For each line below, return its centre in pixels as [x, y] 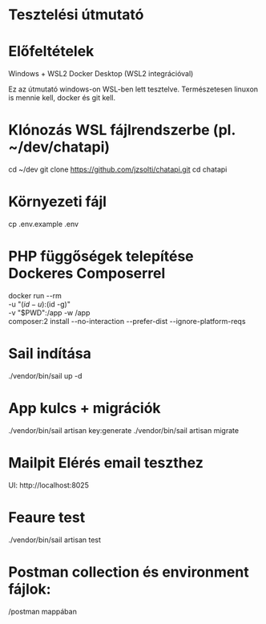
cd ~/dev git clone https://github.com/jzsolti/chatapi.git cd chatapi [118, 169]
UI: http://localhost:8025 [49, 485]
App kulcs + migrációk [85, 409]
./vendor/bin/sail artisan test [55, 540]
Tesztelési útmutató [76, 15]
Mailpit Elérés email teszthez [106, 463]
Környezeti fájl [57, 202]
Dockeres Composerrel [87, 274]
